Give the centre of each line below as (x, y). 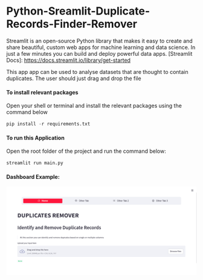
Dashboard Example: (33, 176)
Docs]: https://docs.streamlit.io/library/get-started (69, 60)
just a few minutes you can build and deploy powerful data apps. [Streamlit (99, 53)
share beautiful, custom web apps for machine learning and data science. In (101, 47)
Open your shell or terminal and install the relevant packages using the (94, 106)
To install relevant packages (42, 92)
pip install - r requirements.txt (48, 124)
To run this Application (35, 138)
